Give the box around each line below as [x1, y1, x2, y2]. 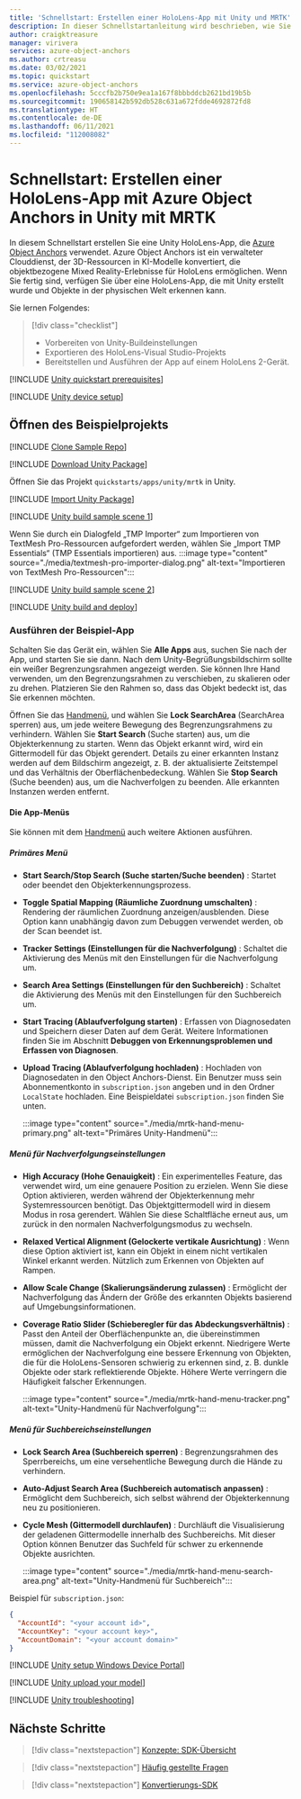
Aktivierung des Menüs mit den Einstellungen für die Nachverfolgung [22, 953, 279, 964]
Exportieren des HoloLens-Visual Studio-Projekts [44, 346, 226, 357]
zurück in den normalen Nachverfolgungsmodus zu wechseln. [22, 1219, 253, 1229]
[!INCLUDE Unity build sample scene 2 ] [9, 584, 155, 595]
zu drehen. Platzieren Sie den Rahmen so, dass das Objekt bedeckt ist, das [9, 682, 288, 693]
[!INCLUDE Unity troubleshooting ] [9, 1695, 135, 1705]
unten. [22, 1101, 47, 1111]
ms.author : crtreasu [9, 55, 87, 64]
